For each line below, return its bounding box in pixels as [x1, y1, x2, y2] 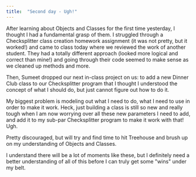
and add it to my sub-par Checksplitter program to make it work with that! [6, 116, 184, 123]
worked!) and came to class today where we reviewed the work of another [6, 44, 186, 51]
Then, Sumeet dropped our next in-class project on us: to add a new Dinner [6, 74, 189, 81]
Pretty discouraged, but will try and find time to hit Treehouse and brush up [6, 133, 188, 141]
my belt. [6, 164, 26, 171]
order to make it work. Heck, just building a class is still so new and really [6, 103, 183, 111]
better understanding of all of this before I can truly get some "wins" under [6, 158, 187, 165]
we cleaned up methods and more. [6, 62, 90, 69]
